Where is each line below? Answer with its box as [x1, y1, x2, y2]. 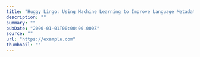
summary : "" [6, 20, 36, 26]
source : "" [6, 31, 33, 37]
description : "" [6, 14, 46, 20]
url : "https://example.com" [6, 36, 76, 42]
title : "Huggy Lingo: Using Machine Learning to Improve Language [6, 8, 174, 15]
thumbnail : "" [6, 42, 42, 48]
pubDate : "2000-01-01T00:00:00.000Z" [6, 25, 100, 31]
